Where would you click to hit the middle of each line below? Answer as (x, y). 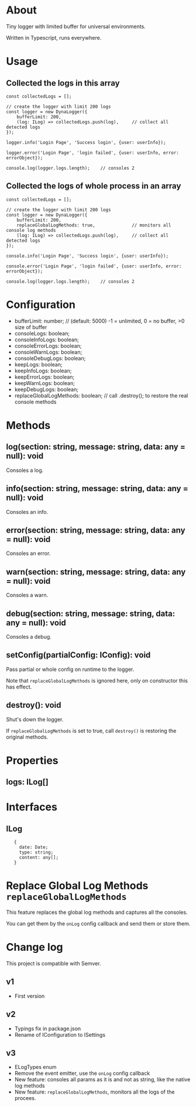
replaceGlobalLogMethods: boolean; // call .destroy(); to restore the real (101, 395)
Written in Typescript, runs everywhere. (54, 37)
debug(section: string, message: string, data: (91, 613)
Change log (35, 947)
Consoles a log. (25, 470)
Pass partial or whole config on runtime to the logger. (70, 669)
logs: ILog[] (27, 782)
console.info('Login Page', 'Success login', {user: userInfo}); (87, 256)
